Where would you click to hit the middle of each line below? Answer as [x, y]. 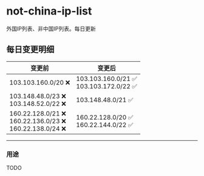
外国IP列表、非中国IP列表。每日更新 [51, 28]
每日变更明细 [30, 50]
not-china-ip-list [49, 11]
